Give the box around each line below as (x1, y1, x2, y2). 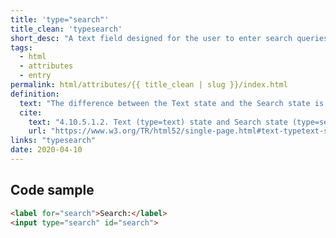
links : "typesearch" (10, 136, 97, 146)
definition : (10, 89, 60, 99)
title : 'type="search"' (10, 14, 110, 25)
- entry (19, 71, 52, 81)
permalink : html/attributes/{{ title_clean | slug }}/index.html (10, 80, 288, 90)
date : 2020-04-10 (10, 145, 83, 155)
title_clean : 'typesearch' (10, 24, 123, 34)
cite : (19, 107, 43, 118)
